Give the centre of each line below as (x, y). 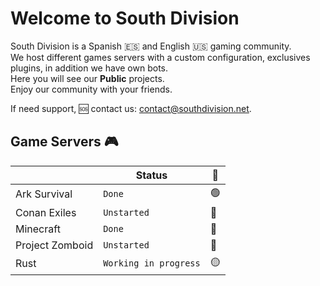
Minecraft (38, 229)
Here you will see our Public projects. (87, 78)
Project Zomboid (54, 245)
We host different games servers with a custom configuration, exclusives (160, 57)
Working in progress (152, 263)
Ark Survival (44, 194)
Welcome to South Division (125, 18)
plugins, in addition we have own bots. (89, 68)
